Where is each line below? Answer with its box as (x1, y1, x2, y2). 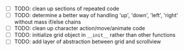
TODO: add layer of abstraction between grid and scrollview (14, 38, 161, 45)
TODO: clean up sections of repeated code (14, 5, 119, 12)
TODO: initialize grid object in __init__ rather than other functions (14, 31, 176, 39)
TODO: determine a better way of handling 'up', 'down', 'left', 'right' (14, 12, 179, 19)
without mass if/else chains (14, 18, 81, 26)
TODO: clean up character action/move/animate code (14, 25, 145, 32)
